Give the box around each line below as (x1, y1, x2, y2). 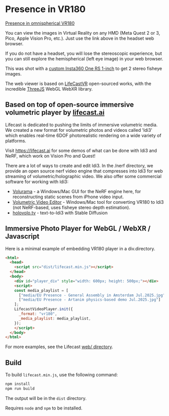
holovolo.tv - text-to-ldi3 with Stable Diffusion (12, 210, 108, 216)
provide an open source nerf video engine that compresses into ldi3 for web (5, 168, 163, 174)
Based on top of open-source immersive (5, 101, 134, 109)
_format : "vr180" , (18, 311, 57, 316)
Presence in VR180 (5, 4, 86, 15)
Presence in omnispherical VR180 (5, 20, 75, 26)
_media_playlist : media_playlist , (18, 316, 92, 321)
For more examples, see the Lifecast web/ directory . (5, 344, 113, 350)
